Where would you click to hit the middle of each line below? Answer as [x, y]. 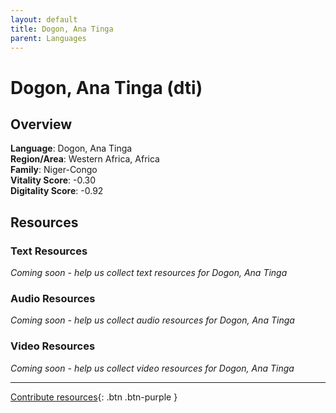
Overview [41, 124]
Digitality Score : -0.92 [57, 191]
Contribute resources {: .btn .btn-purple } [94, 397]
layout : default [44, 19]
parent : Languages [48, 38]
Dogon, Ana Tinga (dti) [106, 87]
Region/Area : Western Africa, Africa [85, 159]
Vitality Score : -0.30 [53, 180]
